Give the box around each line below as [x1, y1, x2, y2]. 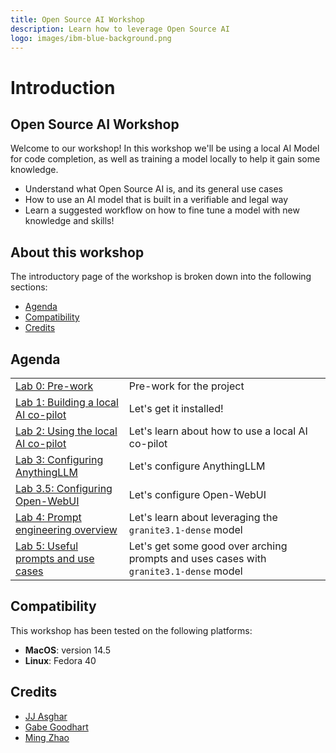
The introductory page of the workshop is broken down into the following [10, 271, 312, 283]
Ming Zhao [24, 731, 70, 743]
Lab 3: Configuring [15, 453, 104, 466]
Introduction [10, 76, 116, 99]
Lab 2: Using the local [15, 424, 118, 438]
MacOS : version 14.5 [24, 644, 111, 656]
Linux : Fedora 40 [24, 654, 97, 666]
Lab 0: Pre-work [15, 379, 94, 393]
